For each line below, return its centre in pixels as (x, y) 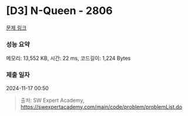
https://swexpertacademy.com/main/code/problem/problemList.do (101, 107)
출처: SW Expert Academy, (52, 100)
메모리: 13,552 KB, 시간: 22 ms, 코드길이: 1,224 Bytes (68, 58)
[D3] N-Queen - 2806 (59, 11)
